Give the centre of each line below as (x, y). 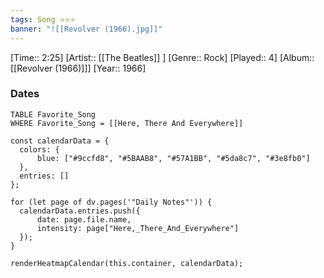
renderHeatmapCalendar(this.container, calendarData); (127, 263)
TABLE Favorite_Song (53, 114)
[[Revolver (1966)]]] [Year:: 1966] (78, 68)
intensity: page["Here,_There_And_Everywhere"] (138, 228)
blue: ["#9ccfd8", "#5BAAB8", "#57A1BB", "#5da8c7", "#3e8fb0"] (173, 158)
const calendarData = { (60, 141)
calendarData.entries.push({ (80, 211)
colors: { (39, 149)
